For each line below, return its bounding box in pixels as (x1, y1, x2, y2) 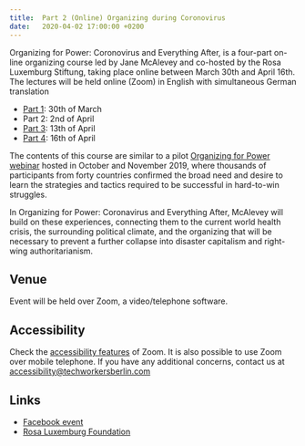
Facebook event (22, 416, 84, 427)
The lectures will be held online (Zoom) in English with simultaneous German (9, 76, 298, 87)
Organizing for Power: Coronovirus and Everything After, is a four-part (9, 47, 272, 57)
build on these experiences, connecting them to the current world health (9, 216, 281, 227)
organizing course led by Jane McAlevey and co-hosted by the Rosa (25, 57, 281, 67)
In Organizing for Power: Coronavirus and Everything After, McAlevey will (9, 206, 284, 217)
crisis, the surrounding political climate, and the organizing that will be (9, 225, 272, 237)
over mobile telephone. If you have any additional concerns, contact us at (9, 357, 285, 368)
